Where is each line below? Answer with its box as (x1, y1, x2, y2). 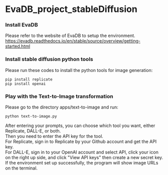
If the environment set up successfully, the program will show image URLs (5, 160, 158, 166)
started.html (5, 43, 31, 49)
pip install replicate (5, 76, 53, 82)
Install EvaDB (5, 21, 38, 28)
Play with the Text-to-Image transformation (5, 92, 114, 99)
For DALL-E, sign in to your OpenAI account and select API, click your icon (5, 149, 159, 155)
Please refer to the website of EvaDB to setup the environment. (5, 32, 135, 38)
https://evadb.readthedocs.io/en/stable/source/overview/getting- (5, 38, 140, 44)
